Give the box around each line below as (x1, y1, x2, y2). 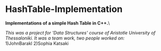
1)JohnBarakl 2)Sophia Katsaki (5, 40, 69, 46)
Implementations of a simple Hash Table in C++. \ (5, 20, 110, 26)
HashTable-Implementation (5, 3, 123, 15)
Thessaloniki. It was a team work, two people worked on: (5, 35, 125, 41)
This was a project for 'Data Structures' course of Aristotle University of (5, 29, 156, 35)
